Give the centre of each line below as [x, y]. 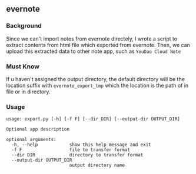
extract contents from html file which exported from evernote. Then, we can [98, 45]
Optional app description [38, 129]
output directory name [97, 165]
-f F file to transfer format [71, 150]
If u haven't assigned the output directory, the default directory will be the [96, 79]
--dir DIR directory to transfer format [77, 155]
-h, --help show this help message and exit [81, 145]
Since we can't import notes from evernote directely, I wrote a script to [92, 39]
